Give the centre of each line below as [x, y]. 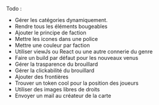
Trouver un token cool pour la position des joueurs [77, 83]
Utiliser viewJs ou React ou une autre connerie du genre [84, 52]
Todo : [14, 9]
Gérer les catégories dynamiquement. [61, 20]
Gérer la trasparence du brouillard [56, 64]
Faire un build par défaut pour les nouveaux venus [77, 58]
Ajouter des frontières [42, 77]
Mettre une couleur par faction [52, 45]
